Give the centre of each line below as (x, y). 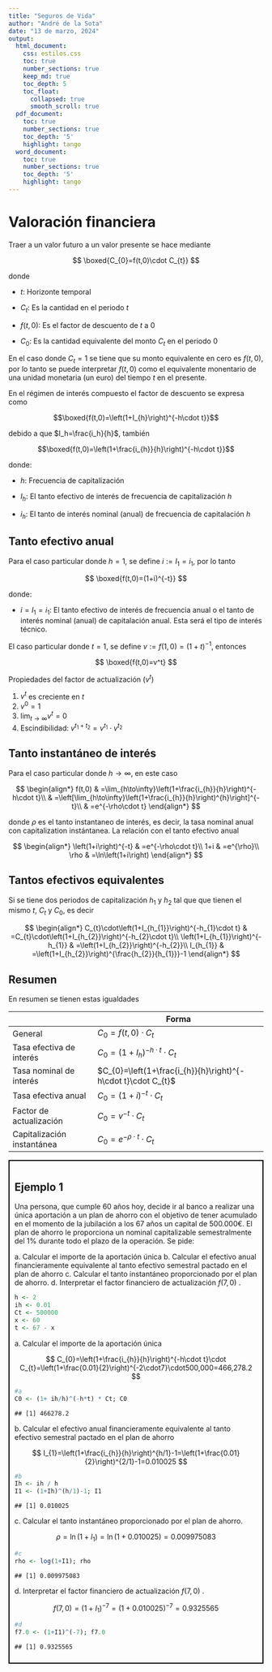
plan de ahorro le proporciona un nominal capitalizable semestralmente (134, 1232)
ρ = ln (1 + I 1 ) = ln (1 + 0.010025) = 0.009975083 (136, 1538)
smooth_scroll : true (64, 106)
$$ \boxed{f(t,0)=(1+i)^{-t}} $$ (136, 579)
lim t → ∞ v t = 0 (43, 716)
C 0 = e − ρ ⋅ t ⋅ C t (125, 1139)
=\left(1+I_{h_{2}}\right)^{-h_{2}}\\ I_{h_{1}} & (150, 946)
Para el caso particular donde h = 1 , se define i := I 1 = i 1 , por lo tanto (122, 562)
